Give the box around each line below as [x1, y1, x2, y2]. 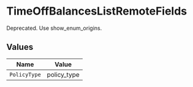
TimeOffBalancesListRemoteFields [6, 4, 187, 18]
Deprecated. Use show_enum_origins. [6, 24, 102, 32]
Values [6, 42, 34, 52]
